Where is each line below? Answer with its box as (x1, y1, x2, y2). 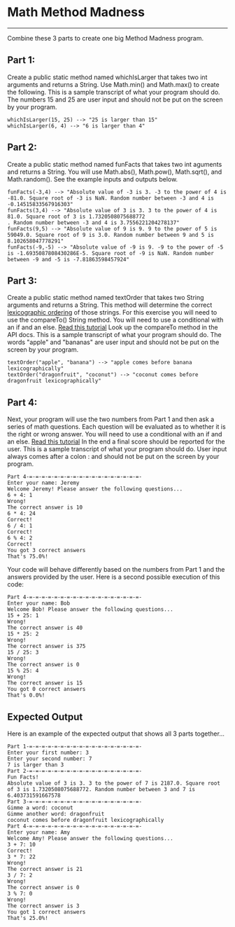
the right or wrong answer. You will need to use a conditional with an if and (7, 430, 222, 439)
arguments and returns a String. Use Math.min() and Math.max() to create (7, 80, 220, 88)
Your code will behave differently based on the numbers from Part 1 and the (7, 565, 225, 574)
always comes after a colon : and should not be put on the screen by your (7, 453, 220, 461)
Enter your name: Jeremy (7, 479, 80, 487)
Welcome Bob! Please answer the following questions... (7, 606, 173, 613)
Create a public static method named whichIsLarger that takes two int (7, 73, 208, 81)
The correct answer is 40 (7, 624, 83, 631)
